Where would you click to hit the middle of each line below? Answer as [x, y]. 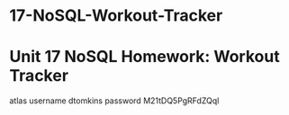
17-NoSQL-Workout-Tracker [116, 16]
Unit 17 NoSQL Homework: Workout [145, 57]
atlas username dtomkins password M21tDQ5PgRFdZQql [114, 101]
